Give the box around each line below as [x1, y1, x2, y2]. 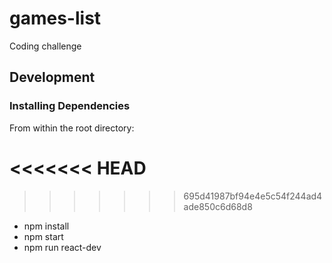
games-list [9, 7, 102, 30]
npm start [23, 230, 64, 242]
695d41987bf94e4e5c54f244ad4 [183, 190, 323, 202]
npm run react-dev [23, 241, 102, 253]
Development [9, 69, 96, 86]
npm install [23, 220, 70, 232]
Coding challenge [9, 40, 82, 52]
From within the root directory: [9, 122, 135, 134]
